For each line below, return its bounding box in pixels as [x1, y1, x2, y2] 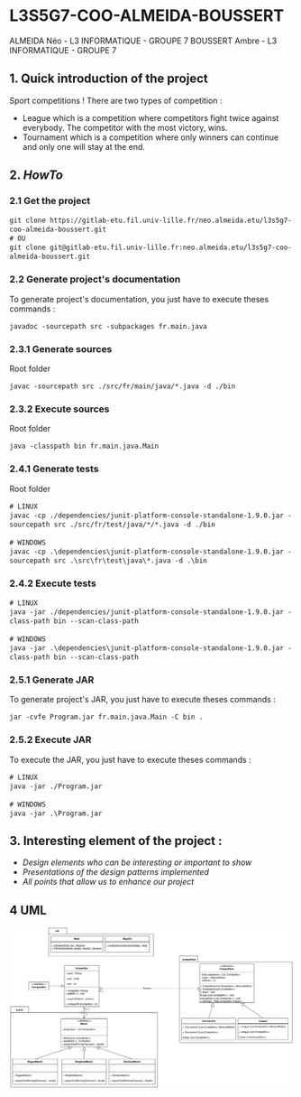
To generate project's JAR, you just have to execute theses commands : [9, 694, 277, 705]
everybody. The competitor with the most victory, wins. [22, 122, 228, 133]
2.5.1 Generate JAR [9, 674, 95, 686]
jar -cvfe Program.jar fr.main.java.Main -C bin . [9, 712, 204, 722]
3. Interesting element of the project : [9, 832, 223, 849]
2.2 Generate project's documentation [9, 273, 181, 285]
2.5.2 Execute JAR [9, 733, 92, 746]
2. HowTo [9, 168, 63, 183]
